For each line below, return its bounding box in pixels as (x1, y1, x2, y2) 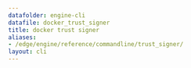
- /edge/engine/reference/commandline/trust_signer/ (8, 41, 184, 48)
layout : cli (8, 48, 47, 55)
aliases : (8, 33, 37, 41)
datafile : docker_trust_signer (8, 19, 110, 27)
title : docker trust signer (8, 26, 100, 34)
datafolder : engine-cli (8, 11, 86, 20)
